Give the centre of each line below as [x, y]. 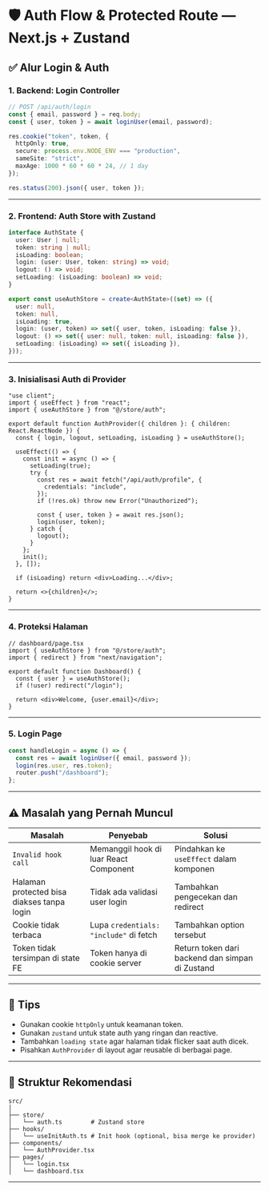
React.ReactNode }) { [44, 431]
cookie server [115, 963]
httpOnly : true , [42, 144]
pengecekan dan [206, 897]
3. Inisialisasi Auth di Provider [67, 379]
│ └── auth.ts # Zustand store [77, 1122]
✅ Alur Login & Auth [59, 68]
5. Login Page [35, 734]
